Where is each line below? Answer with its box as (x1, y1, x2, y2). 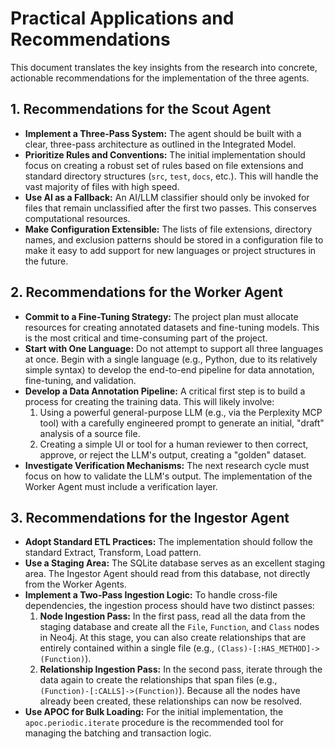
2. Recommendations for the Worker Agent (10, 284, 283, 301)
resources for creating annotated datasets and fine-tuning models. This (24, 321, 320, 333)
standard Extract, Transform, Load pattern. (24, 547, 202, 559)
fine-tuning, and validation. (24, 374, 137, 386)
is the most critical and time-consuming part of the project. (24, 332, 268, 344)
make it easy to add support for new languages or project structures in (24, 244, 317, 256)
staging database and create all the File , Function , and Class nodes (39, 621, 320, 633)
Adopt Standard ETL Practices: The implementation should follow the (24, 536, 313, 548)
